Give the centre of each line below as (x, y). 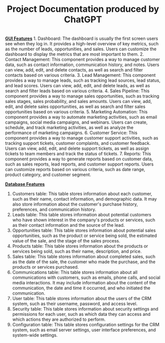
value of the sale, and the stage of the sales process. (66, 240)
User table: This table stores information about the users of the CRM (82, 298)
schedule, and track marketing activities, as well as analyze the (69, 127)
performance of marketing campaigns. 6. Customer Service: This (71, 133)
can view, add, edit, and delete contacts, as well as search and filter (74, 69)
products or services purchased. (45, 267)
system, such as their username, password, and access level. (75, 304)
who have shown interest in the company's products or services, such (84, 220)
